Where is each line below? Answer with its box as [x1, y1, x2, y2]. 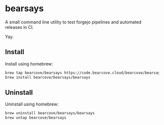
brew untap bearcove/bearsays [5, 115, 67, 120]
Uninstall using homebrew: [5, 101, 59, 107]
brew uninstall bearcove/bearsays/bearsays [5, 111, 95, 116]
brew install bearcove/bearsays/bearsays [5, 75, 91, 80]
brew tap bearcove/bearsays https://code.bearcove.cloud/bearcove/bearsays [5, 70, 163, 75]
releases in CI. [5, 24, 34, 30]
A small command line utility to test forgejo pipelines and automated [5, 19, 142, 25]
